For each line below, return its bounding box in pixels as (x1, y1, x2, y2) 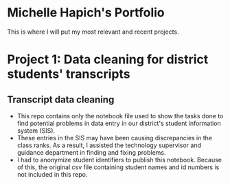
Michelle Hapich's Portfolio (7, 5, 165, 21)
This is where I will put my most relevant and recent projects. (7, 28, 179, 36)
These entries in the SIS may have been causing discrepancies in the (16, 133, 213, 142)
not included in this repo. (16, 170, 88, 178)
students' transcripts (7, 67, 130, 82)
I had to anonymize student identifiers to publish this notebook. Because (16, 155, 222, 164)
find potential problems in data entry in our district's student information (16, 119, 221, 127)
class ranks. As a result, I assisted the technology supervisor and (16, 141, 201, 149)
